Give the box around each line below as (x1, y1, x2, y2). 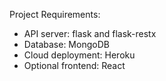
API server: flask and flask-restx (23, 28, 157, 39)
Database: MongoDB (23, 39, 110, 50)
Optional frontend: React (23, 60, 126, 71)
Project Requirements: (9, 9, 101, 20)
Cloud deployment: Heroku (23, 49, 136, 61)
